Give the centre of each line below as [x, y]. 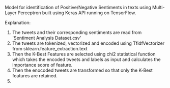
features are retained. [35, 76]
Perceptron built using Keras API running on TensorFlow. [77, 13]
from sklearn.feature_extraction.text [50, 49]
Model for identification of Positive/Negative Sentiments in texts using [78, 7]
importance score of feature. [42, 65]
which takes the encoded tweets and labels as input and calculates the [86, 60]
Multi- [158, 7]
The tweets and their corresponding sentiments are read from [77, 32]
